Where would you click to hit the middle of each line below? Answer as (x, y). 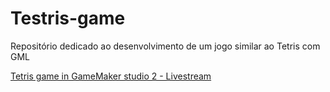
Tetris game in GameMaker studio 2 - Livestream (111, 76)
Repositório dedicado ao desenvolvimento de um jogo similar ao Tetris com (165, 46)
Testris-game (68, 18)
